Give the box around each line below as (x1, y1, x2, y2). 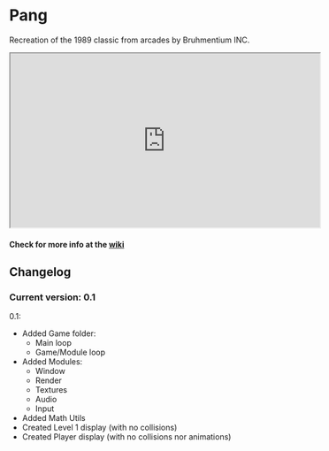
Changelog (9, 264, 72, 279)
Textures (34, 385, 68, 395)
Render (34, 375, 62, 386)
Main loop (34, 338, 73, 348)
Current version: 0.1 (9, 291, 96, 303)
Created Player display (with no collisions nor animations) (21, 432, 232, 442)
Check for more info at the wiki (9, 239, 125, 249)
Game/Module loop (34, 347, 106, 358)
